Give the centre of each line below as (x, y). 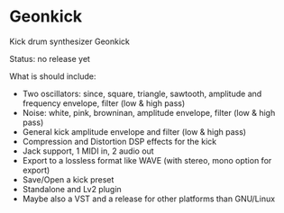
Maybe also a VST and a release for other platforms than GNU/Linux (149, 199)
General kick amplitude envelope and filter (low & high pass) (134, 131)
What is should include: (53, 76)
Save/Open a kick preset (68, 179)
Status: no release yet (50, 58)
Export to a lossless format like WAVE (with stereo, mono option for (147, 160)
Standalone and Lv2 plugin (72, 189)
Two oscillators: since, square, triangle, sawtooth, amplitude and (142, 93)
